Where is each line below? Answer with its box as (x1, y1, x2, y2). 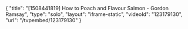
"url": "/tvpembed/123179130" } (5, 17, 82, 23)
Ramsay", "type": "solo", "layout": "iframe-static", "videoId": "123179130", (5, 11, 183, 18)
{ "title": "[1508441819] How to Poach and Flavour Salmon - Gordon (5, 5, 169, 11)
